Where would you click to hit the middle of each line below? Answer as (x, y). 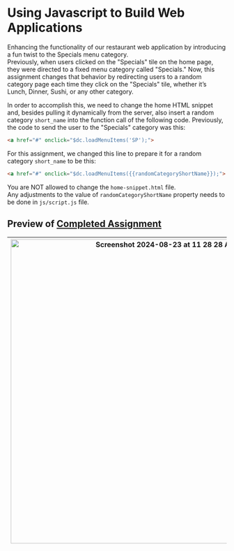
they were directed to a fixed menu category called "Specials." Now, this (111, 69)
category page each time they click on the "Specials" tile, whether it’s (107, 84)
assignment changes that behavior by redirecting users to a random (104, 76)
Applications (45, 28)
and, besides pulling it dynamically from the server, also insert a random (111, 112)
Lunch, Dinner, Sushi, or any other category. (70, 91)
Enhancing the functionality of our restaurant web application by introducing (117, 47)
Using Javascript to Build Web (96, 13)
